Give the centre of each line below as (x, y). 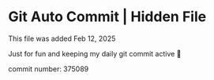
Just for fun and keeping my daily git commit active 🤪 (95, 53)
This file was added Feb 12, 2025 (62, 38)
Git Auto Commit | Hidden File (107, 17)
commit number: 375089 (49, 69)
